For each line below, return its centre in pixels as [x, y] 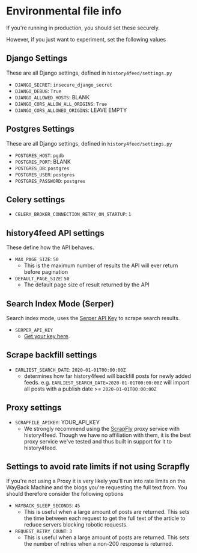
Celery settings [35, 199]
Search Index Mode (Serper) [60, 304]
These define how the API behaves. [50, 247]
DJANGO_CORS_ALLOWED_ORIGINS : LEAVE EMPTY [71, 110]
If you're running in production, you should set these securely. [83, 28]
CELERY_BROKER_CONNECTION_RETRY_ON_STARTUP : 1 [73, 214]
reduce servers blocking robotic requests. [76, 525]
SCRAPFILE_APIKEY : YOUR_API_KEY [57, 422]
